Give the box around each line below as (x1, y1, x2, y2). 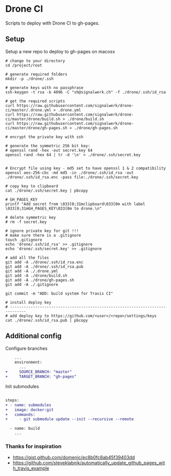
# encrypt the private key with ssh (5, 134, 83, 140)
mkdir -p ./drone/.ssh (5, 76, 54, 81)
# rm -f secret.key (5, 219, 47, 224)
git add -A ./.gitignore (5, 282, 58, 287)
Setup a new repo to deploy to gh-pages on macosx (5, 48, 115, 54)
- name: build (10, 426, 40, 431)
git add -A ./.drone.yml (5, 268, 58, 274)
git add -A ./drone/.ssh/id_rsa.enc (5, 259, 83, 265)
